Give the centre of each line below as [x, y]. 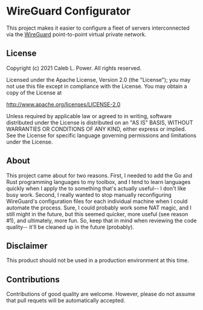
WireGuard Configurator [69, 11]
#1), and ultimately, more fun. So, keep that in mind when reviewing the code [101, 220]
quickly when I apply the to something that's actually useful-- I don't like [96, 188]
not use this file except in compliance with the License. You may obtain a [97, 86]
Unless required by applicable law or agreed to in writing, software [89, 116]
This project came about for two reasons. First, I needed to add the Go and [99, 175]
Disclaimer [27, 246]
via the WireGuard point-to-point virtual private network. [76, 34]
